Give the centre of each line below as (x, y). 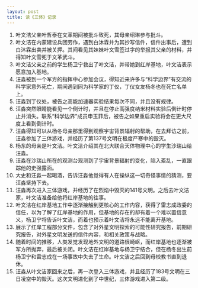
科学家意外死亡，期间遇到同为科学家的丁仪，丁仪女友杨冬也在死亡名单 (101, 86)
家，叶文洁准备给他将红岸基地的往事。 (62, 197)
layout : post (23, 12)
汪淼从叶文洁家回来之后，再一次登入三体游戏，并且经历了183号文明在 (100, 271)
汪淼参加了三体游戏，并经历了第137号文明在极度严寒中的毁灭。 (92, 138)
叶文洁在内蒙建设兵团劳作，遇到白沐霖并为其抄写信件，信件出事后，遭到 (103, 42)
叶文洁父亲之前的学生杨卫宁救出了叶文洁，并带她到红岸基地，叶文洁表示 (103, 64)
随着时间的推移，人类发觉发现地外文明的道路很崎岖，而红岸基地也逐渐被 (103, 242)
